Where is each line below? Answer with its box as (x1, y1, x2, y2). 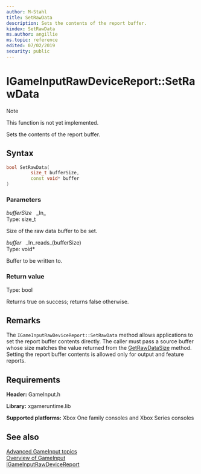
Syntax (6, 148, 34, 159)
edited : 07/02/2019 (6, 43, 56, 49)
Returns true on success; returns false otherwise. (6, 298, 129, 305)
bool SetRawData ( (6, 164, 50, 170)
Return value (6, 272, 45, 281)
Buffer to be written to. (6, 257, 63, 265)
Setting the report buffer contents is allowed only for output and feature (6, 351, 184, 358)
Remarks (6, 315, 41, 326)
